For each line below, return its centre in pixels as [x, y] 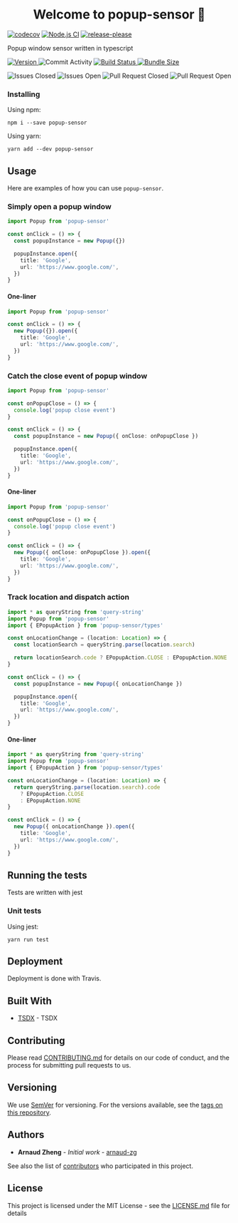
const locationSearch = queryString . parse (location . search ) [104, 645]
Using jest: [23, 926]
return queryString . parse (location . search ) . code [87, 787]
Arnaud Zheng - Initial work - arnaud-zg [77, 1152]
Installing [24, 94]
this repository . [29, 1112]
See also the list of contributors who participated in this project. [101, 1166]
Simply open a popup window [59, 206]
